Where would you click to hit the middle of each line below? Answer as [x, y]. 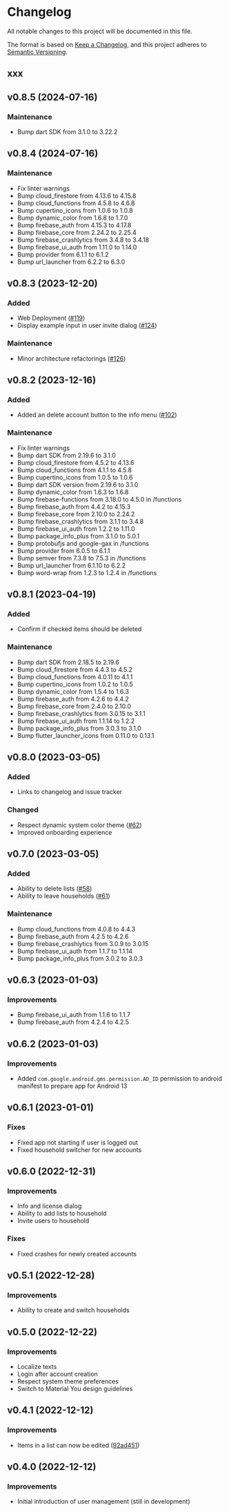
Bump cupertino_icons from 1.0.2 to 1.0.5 [75, 684]
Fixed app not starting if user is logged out [77, 1142]
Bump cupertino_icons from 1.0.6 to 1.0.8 [75, 210]
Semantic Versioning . [37, 52]
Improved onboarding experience [64, 832]
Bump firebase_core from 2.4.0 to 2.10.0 [74, 706]
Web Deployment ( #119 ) [51, 318]
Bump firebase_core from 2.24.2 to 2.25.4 [77, 232]
